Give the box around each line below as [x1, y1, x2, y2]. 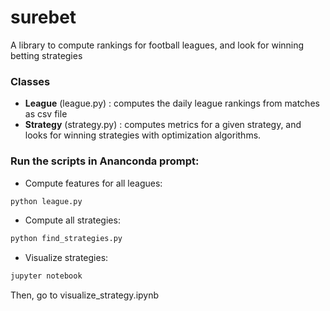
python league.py [10, 196, 83, 206]
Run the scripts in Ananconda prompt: [10, 154, 200, 168]
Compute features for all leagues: [24, 177, 163, 189]
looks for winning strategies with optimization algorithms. [24, 129, 262, 141]
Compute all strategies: [24, 214, 121, 226]
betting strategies [10, 49, 83, 61]
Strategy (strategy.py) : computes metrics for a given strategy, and [24, 119, 302, 131]
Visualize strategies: [24, 252, 109, 264]
